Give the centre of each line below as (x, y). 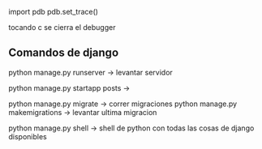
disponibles (28, 136)
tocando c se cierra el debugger (62, 27)
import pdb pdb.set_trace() (54, 12)
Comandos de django (64, 53)
